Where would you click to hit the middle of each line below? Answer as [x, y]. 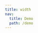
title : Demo [21, 18]
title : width [18, 9]
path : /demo [21, 23]
